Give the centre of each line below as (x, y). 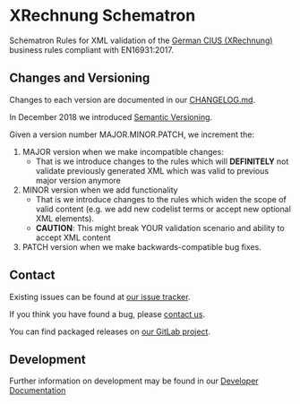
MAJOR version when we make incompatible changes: (123, 151)
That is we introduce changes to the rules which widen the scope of (161, 199)
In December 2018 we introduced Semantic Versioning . (111, 116)
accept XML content (73, 237)
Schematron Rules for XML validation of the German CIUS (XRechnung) (141, 40)
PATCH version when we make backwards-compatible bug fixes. (141, 246)
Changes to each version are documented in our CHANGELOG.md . (133, 99)
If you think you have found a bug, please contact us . (107, 314)
